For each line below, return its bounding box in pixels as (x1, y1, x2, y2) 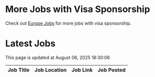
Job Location (34, 66, 67, 73)
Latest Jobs (5, 38, 56, 49)
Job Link (71, 66, 93, 73)
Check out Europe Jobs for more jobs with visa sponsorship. (5, 20, 132, 26)
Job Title (8, 66, 30, 73)
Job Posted (97, 66, 126, 73)
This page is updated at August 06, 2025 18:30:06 (5, 54, 110, 60)
